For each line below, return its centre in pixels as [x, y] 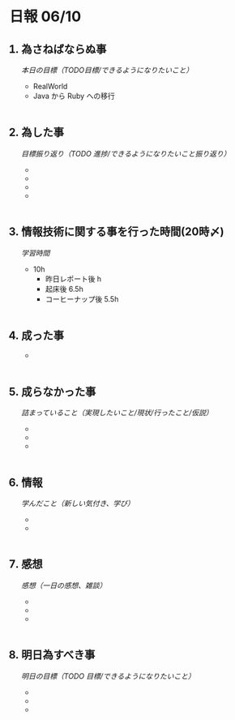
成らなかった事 [58, 391]
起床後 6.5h [64, 289]
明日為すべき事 [58, 655]
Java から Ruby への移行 [74, 96]
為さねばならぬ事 [64, 49]
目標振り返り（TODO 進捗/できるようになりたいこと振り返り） [126, 153]
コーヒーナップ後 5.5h [82, 299]
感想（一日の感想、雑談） [64, 585]
